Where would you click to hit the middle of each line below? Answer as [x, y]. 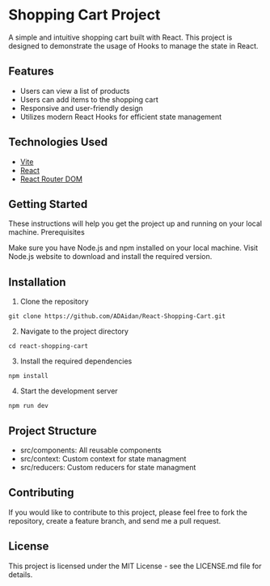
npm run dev [28, 406]
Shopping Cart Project [84, 15]
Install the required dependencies [76, 361]
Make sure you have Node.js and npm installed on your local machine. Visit [133, 248]
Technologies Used [58, 142]
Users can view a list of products [75, 91]
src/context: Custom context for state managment [103, 459]
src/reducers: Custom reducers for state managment [108, 467]
